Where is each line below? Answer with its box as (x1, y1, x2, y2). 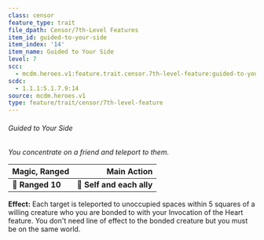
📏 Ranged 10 (12, 180, 61, 191)
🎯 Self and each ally (77, 180, 153, 191)
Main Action (106, 166, 153, 177)
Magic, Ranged (12, 166, 70, 177)
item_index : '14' (8, 41, 65, 49)
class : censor (8, 11, 55, 20)
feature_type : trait (8, 19, 76, 27)
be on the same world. (8, 224, 81, 234)
